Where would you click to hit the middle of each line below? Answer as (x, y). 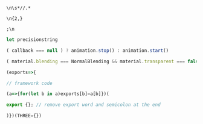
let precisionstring (32, 40)
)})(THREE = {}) (24, 116)
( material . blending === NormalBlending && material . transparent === (96, 61)
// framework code (29, 83)
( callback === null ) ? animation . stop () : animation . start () (88, 51)
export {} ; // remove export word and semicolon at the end (84, 105)
